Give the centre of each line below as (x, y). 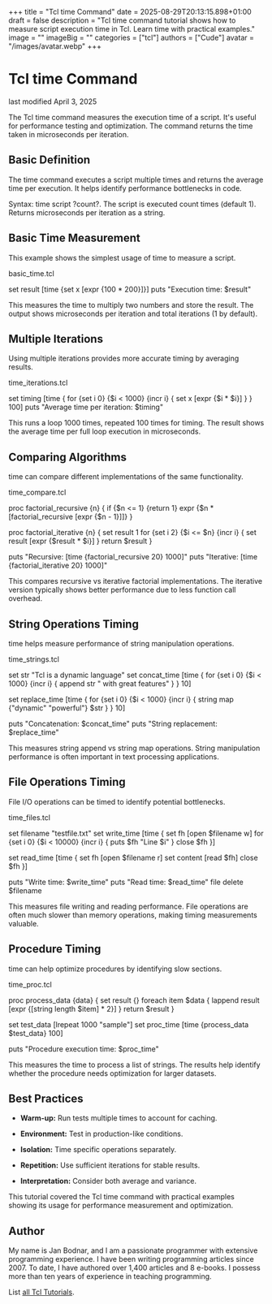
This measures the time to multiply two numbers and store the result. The (131, 304)
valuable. (24, 923)
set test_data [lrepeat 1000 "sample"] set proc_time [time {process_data (129, 1024)
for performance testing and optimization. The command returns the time (131, 126)
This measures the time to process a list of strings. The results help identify (134, 1064)
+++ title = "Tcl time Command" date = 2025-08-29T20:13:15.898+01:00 (130, 12)
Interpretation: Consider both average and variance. (108, 1181)
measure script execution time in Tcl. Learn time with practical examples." (132, 29)
